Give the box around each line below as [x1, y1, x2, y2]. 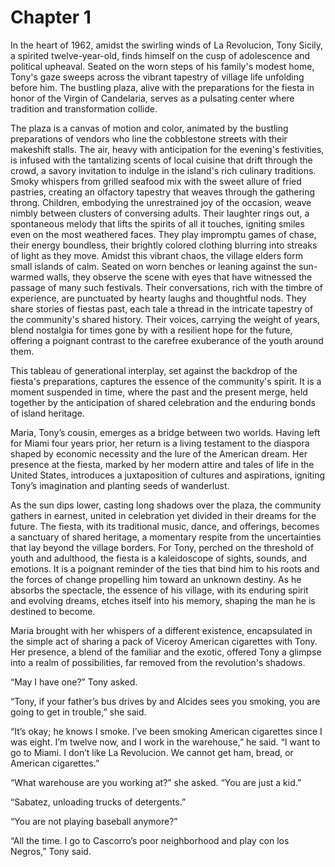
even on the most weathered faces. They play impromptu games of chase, [10, 228, 317, 240]
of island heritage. [10, 407, 85, 419]
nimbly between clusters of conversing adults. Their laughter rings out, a [10, 207, 310, 219]
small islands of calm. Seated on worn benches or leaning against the [10, 260, 297, 272]
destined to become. [10, 605, 96, 617]
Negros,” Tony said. [10, 845, 92, 857]
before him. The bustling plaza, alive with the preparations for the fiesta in [10, 81, 315, 93]
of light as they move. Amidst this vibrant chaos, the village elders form [10, 249, 303, 261]
